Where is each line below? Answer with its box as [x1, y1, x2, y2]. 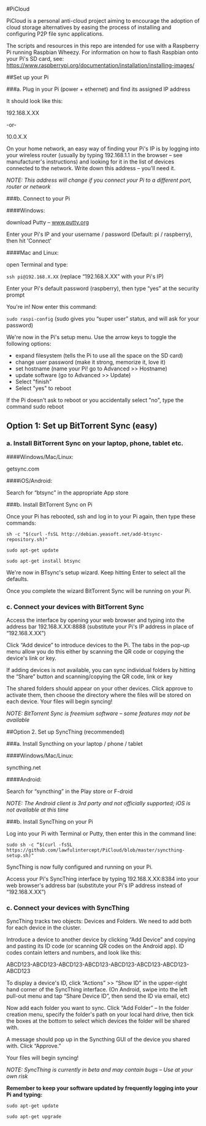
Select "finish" [15, 378, 52, 385]
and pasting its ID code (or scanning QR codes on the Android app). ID [6, 942, 185, 950]
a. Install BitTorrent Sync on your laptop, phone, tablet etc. [6, 439, 184, 448]
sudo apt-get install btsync [6, 558, 81, 564]
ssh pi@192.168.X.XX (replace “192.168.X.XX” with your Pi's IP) [6, 273, 164, 280]
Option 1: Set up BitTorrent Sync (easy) [6, 421, 158, 431]
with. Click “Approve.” [6, 1042, 61, 1050]
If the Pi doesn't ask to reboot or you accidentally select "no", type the [6, 396, 184, 404]
